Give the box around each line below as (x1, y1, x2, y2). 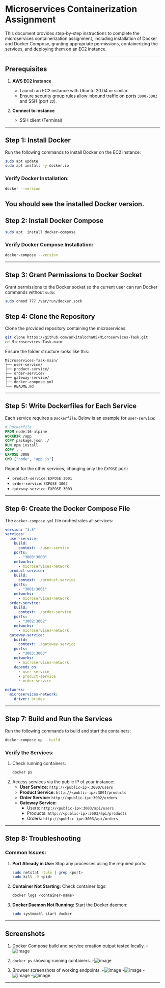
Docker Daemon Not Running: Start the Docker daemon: (12, 902, 128, 908)
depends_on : (14, 664, 38, 669)
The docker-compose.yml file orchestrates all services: (5, 517, 113, 523)
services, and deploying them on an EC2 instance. (5, 46, 107, 52)
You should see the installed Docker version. (5, 200, 145, 208)
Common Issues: (5, 849, 47, 856)
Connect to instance (12, 108, 55, 113)
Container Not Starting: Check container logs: (12, 883, 107, 889)
